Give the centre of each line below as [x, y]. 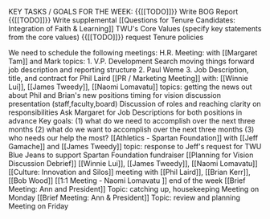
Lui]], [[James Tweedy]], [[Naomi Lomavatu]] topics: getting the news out [130, 87]
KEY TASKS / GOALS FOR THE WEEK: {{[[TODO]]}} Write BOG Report [123, 12]
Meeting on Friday [39, 206]
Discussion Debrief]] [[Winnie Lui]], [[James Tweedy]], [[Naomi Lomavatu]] [133, 163]
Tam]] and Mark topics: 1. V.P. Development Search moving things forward [131, 61]
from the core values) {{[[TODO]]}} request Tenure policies [106, 37]
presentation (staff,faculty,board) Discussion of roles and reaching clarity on [135, 104]
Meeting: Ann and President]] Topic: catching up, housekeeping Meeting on [134, 189]
